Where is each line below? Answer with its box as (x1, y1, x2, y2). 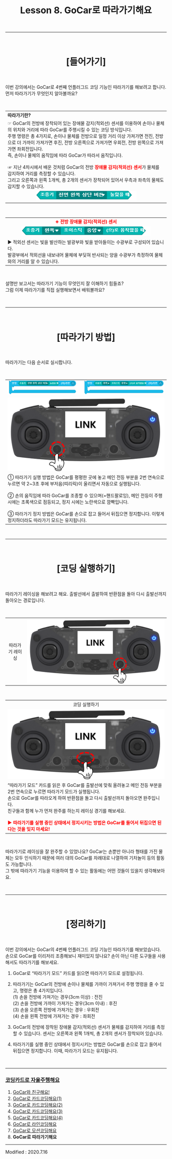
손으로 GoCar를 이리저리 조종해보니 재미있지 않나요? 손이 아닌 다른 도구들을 (5, 952, 157, 959)
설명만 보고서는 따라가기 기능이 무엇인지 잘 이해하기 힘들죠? (5, 280, 124, 287)
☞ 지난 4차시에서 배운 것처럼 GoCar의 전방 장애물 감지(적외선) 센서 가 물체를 (7, 164, 160, 170)
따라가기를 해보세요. (18, 959, 59, 965)
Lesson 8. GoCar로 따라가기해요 (20, 5, 152, 16)
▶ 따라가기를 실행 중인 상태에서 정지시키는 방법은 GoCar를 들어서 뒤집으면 (7, 820, 156, 826)
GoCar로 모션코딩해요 (12, 1128, 57, 1134)
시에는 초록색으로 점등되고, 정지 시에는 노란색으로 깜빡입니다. (7, 499, 129, 505)
